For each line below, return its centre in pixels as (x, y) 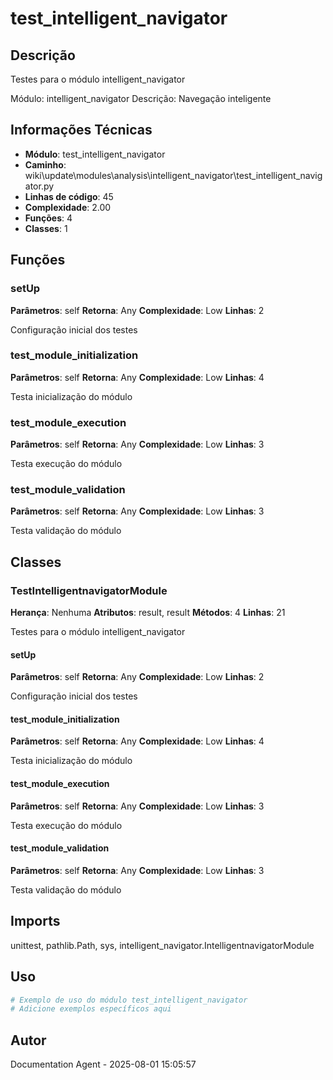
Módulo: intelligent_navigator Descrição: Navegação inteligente (141, 98)
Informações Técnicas (81, 130)
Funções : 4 (48, 218)
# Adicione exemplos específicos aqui (91, 1009)
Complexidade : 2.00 (68, 207)
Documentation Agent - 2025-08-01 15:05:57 (103, 1064)
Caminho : (45, 164)
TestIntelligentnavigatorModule (89, 590)
